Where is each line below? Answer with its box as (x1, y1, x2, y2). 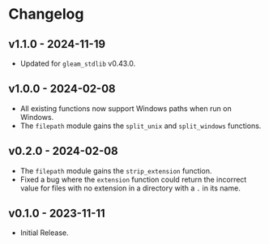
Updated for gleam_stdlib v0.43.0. (19, 58, 136, 68)
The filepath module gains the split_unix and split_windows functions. (19, 121, 262, 131)
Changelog (8, 5, 84, 24)
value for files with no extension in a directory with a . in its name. (19, 183, 241, 193)
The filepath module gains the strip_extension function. (19, 165, 212, 175)
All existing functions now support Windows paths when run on (19, 103, 233, 113)
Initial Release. (19, 228, 69, 238)
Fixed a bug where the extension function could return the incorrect (19, 174, 247, 184)
